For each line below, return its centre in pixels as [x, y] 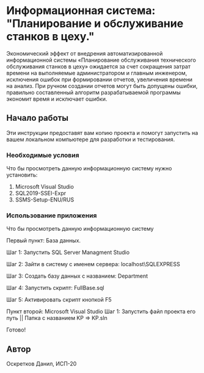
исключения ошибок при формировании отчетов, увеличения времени [100, 79]
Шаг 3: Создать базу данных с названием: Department [77, 276]
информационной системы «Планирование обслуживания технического [101, 60]
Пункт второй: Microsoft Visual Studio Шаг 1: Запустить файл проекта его [101, 311]
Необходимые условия [43, 155]
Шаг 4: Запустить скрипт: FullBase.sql [55, 288]
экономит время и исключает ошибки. [57, 99]
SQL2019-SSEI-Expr [41, 194]
